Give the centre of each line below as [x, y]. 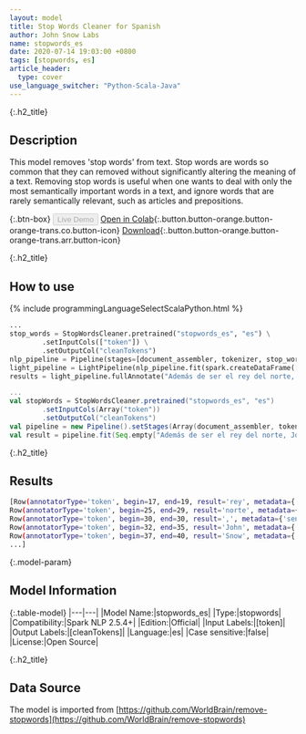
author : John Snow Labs [55, 35]
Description [43, 141]
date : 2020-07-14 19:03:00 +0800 [73, 52]
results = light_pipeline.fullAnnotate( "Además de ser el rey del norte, [153, 376]
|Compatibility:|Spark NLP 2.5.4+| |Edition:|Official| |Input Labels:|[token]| [148, 622]
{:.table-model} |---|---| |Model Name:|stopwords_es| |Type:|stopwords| [146, 613]
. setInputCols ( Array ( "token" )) [102, 410]
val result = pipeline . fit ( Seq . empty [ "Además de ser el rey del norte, [148, 435]
